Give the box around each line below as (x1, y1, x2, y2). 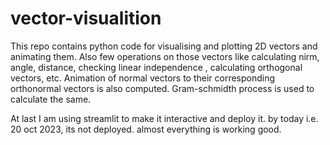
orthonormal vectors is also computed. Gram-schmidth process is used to (10, 82, 315, 94)
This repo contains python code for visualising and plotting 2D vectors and (10, 40, 318, 52)
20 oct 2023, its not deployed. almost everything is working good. (10, 123, 282, 135)
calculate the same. (10, 93, 92, 105)
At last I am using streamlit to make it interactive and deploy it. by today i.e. (10, 112, 319, 124)
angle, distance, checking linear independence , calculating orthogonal (10, 61, 303, 73)
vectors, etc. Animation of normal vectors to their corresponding (10, 72, 276, 84)
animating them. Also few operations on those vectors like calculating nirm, (10, 50, 320, 62)
